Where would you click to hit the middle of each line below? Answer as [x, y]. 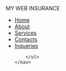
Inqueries [26, 46]
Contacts [26, 39]
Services [25, 33]
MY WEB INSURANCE [33, 8]
